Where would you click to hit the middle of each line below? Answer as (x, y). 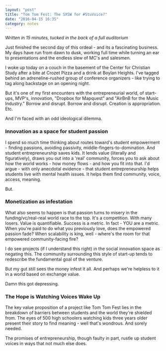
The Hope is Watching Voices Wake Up (53, 296)
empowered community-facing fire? (42, 239)
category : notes (22, 24)
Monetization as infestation (39, 202)
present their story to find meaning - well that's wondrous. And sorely (76, 323)
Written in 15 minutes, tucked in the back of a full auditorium (67, 38)
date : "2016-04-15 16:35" (32, 19)
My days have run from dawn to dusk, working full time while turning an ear (82, 53)
